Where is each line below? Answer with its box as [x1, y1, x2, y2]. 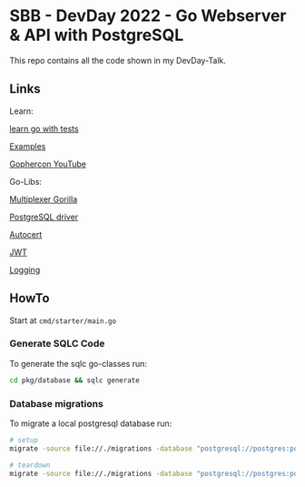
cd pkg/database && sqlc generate [9, 375, 141, 385]
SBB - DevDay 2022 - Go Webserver [9, 5, 288, 26]
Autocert [9, 228, 43, 239]
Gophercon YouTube [9, 158, 86, 169]
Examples [9, 140, 46, 151]
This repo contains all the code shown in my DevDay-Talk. [9, 55, 227, 66]
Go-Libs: [9, 176, 43, 187]
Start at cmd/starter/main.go [9, 315, 116, 326]
